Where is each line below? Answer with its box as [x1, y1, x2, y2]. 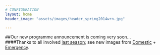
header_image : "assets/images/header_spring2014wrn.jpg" [5, 16, 125, 21]
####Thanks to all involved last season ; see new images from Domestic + [5, 39, 156, 45]
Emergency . [5, 45, 30, 51]
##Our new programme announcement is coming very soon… [5, 34, 131, 40]
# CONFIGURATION [5, 7, 39, 12]
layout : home [5, 12, 32, 17]
